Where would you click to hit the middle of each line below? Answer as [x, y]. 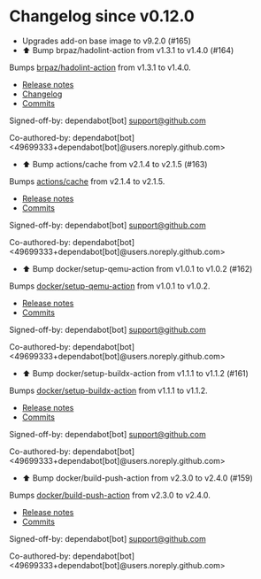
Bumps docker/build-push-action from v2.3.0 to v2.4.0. [110, 495]
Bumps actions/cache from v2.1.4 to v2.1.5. [87, 181]
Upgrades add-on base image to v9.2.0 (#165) [107, 41]
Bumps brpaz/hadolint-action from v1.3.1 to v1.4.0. [100, 67]
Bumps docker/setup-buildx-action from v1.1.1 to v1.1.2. [108, 390]
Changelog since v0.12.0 [102, 16]
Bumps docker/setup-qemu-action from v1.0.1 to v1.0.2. [110, 286]
